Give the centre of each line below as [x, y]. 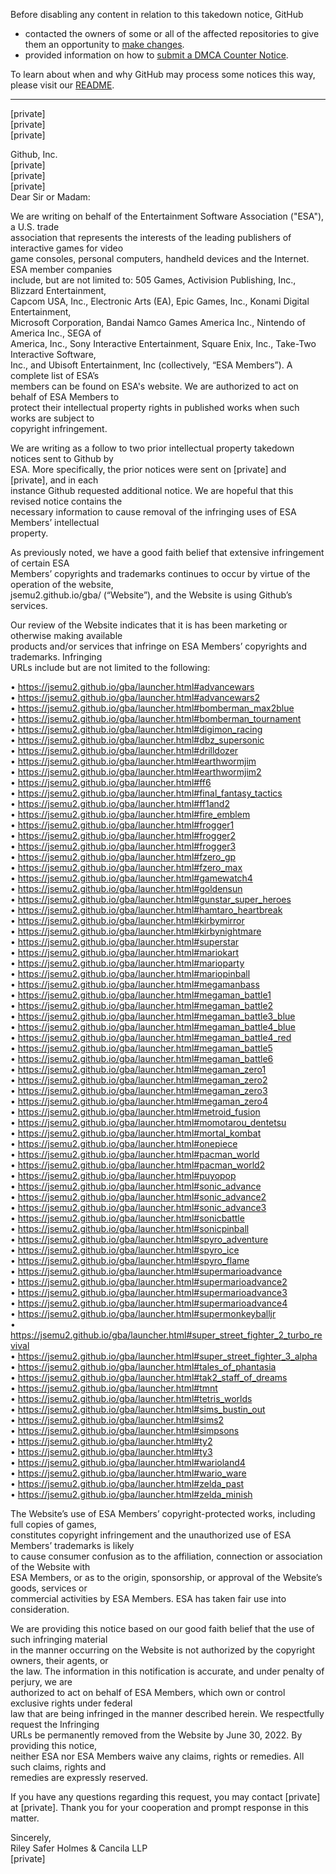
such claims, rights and [58, 1767]
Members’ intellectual [55, 522]
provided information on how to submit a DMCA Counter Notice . [156, 55]
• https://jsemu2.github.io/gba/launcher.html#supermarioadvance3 [149, 1292]
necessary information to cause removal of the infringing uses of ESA [153, 512]
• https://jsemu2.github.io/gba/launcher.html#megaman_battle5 [141, 1048]
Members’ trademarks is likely [72, 1545]
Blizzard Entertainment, [58, 290]
